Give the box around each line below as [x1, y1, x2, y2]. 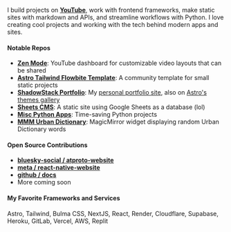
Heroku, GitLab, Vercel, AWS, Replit [7, 217, 109, 225]
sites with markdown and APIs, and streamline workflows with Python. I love [7, 13, 224, 21]
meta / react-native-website [17, 164, 100, 172]
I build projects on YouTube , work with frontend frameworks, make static [7, 6, 215, 14]
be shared [17, 66, 46, 75]
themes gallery [17, 96, 60, 104]
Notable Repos [7, 43, 50, 52]
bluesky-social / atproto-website [17, 156, 114, 164]
